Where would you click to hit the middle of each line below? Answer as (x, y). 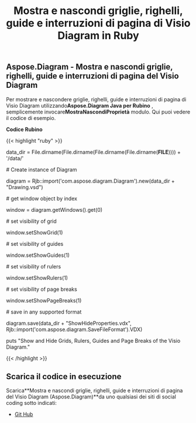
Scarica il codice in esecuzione (64, 376)
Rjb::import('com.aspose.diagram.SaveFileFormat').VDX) (74, 329)
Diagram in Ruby (98, 36)
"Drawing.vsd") (25, 187)
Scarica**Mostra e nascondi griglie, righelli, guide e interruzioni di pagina (94, 391)
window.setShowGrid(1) (35, 232)
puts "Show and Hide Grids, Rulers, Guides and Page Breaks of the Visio (93, 341)
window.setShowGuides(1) (38, 255)
